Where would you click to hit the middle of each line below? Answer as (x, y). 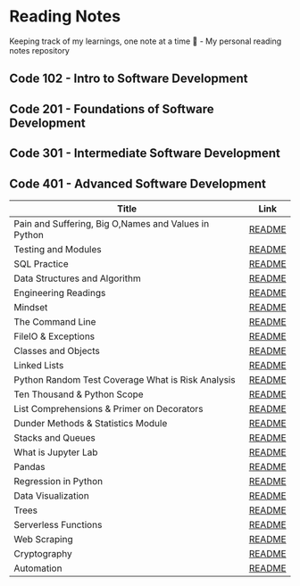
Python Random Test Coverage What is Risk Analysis (125, 379)
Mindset (31, 307)
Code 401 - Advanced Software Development (137, 183)
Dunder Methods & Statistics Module (91, 423)
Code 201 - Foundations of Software (112, 109)
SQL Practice (41, 263)
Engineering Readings (60, 293)
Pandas (29, 466)
